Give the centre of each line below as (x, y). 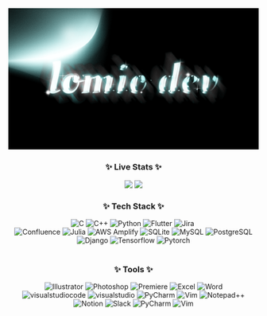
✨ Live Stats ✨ (133, 167)
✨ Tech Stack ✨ (133, 206)
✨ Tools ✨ (133, 270)
